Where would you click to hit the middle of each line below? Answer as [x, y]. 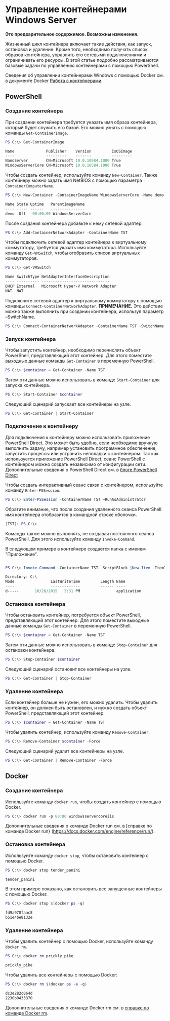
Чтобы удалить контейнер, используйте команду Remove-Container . [78, 732]
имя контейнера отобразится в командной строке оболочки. [71, 515]
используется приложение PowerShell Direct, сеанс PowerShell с [75, 459]
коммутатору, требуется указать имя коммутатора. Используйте [76, 248]
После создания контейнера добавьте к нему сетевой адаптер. [74, 223]
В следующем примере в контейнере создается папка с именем [75, 548]
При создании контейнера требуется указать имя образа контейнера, [81, 122]
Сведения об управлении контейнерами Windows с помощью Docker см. [85, 75]
